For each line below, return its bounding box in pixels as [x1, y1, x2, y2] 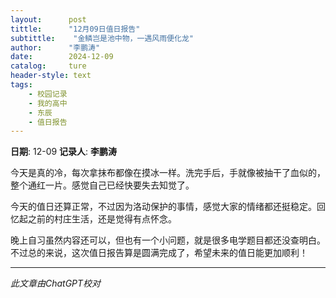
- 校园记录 [28, 89, 68, 99]
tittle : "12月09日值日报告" [10, 24, 141, 34]
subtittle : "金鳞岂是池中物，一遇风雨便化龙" [10, 33, 194, 43]
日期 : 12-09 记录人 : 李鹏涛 [10, 146, 118, 158]
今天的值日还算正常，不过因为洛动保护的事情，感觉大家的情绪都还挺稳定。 [10, 201, 317, 213]
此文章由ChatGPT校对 [10, 277, 102, 290]
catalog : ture [10, 61, 87, 71]
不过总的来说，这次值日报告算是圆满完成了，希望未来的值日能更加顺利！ [10, 247, 308, 259]
